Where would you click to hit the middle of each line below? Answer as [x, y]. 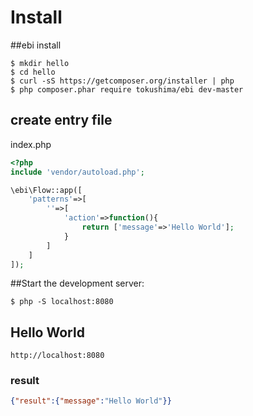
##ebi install [36, 45]
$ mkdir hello [40, 63]
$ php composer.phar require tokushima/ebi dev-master [127, 89]
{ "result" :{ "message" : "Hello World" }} [91, 401]
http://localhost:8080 [57, 356]
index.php [31, 144]
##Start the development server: [77, 283]
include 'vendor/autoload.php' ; [77, 172]
